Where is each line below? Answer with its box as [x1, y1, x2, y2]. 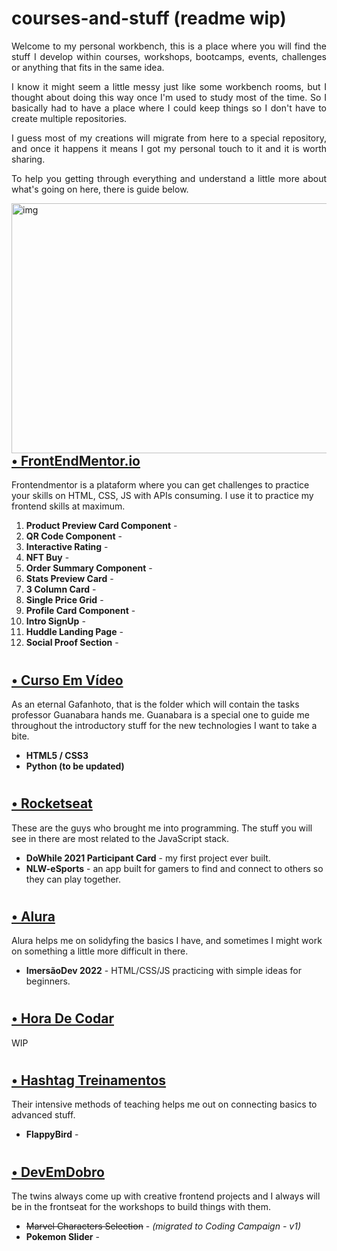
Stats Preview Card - [25, 573, 114, 585]
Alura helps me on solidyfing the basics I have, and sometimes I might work [11, 935, 323, 947]
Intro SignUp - [25, 615, 86, 627]
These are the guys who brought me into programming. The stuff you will [11, 822, 313, 834]
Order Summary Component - [25, 562, 153, 574]
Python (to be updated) [25, 760, 125, 772]
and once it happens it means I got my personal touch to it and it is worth [11, 142, 327, 154]
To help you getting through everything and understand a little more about [11, 172, 327, 184]
